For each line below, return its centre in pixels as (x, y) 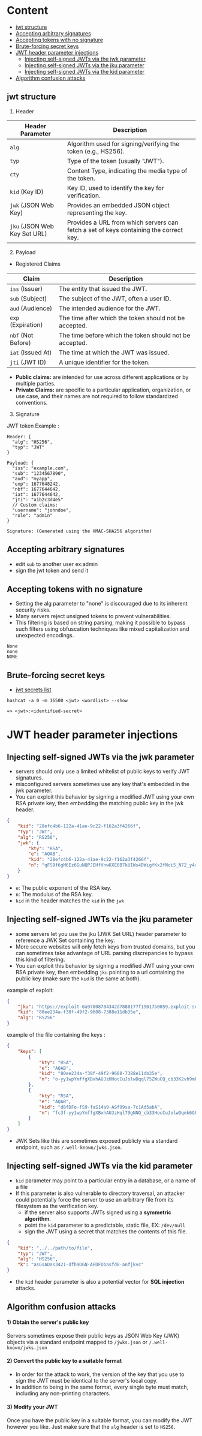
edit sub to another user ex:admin (57, 564)
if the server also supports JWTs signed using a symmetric (98, 1212)
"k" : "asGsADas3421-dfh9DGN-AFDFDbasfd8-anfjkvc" (81, 1265)
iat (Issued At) (31, 353)
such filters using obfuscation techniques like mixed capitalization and (102, 629)
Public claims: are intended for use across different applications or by (102, 377)
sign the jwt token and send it (52, 570)
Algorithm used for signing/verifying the (123, 143)
